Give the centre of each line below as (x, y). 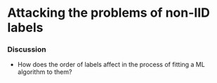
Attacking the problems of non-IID (109, 13)
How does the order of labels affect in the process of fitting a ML (111, 65)
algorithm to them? (45, 72)
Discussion (27, 50)
